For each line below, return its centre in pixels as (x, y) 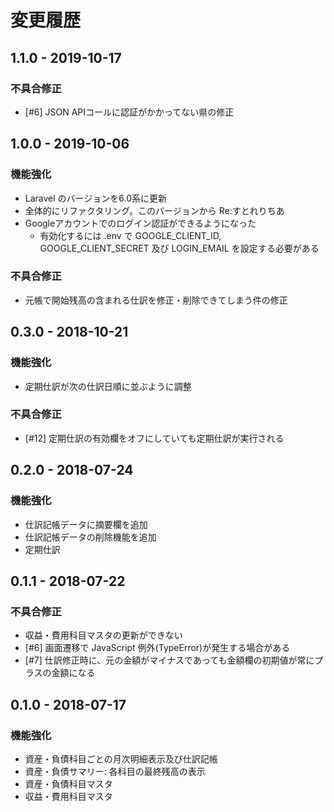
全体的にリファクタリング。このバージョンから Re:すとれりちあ (154, 210)
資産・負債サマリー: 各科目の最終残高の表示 (115, 771)
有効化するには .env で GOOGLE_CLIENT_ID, (130, 235)
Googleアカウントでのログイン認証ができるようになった (140, 223)
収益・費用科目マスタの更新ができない (103, 635)
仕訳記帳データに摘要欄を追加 (86, 524)
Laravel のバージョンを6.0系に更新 (96, 198)
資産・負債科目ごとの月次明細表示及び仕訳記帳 (121, 758)
